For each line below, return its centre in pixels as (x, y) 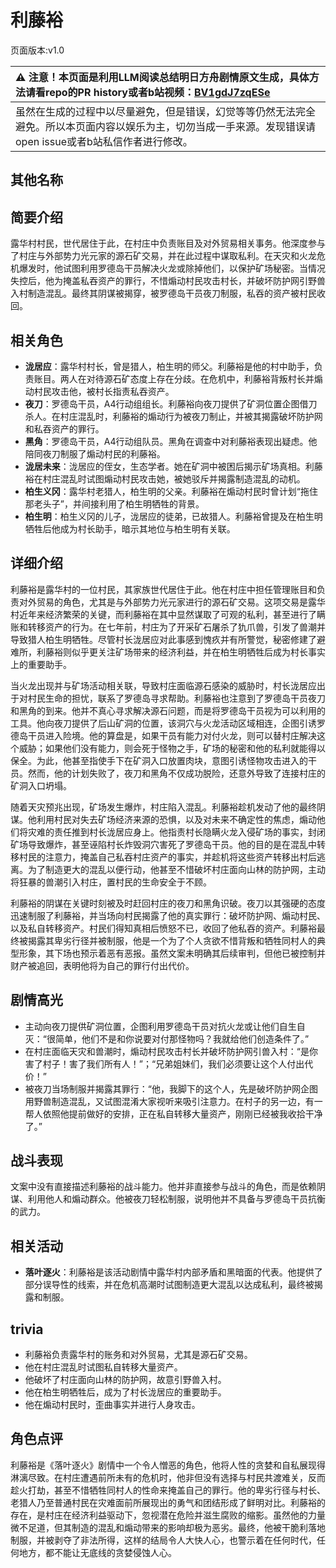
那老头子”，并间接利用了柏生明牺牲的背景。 (114, 503)
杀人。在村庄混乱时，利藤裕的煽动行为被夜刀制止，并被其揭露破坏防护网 (173, 416)
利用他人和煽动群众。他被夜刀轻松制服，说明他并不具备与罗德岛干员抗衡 (176, 1199)
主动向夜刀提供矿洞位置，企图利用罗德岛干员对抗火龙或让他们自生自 (165, 1026)
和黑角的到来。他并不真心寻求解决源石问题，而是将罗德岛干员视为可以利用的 (168, 710)
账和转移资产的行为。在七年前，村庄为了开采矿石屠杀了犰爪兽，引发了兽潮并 (168, 627)
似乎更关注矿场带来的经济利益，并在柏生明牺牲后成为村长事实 (198, 652)
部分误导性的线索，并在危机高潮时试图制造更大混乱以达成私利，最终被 (169, 1285)
